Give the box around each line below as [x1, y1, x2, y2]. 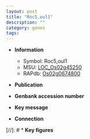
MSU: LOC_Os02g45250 [23, 64, 82, 71]
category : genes [6, 25, 45, 31]
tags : [6, 30, 19, 36]
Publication [14, 81, 43, 88]
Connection [14, 115, 44, 123]
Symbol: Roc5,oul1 [23, 58, 67, 65]
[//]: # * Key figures [6, 127, 53, 134]
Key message [14, 104, 48, 111]
